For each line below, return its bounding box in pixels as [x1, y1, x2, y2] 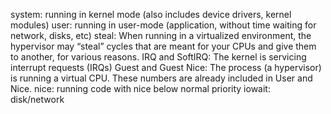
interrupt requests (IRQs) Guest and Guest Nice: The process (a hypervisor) [10, 62, 322, 73]
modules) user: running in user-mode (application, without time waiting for [10, 19, 317, 31]
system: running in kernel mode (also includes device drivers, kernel [10, 9, 292, 20]
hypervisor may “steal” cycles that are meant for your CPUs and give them [10, 40, 317, 52]
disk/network [10, 94, 65, 105]
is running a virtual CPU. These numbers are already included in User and [10, 72, 313, 84]
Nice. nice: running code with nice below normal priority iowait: [10, 83, 271, 94]
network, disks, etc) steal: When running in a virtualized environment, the [10, 30, 312, 41]
